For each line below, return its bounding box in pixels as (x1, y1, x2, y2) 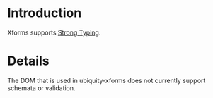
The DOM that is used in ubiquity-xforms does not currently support (7, 76, 206, 85)
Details (7, 53, 50, 69)
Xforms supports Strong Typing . (7, 28, 101, 37)
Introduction (7, 5, 82, 21)
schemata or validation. (7, 83, 76, 92)
